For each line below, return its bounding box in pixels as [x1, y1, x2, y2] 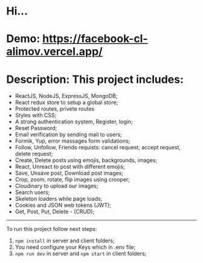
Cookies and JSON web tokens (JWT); [14, 201, 112, 209]
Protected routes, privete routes [14, 105, 95, 112]
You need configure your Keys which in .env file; [14, 244, 136, 251]
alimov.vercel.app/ [6, 45, 103, 59]
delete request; [14, 150, 53, 158]
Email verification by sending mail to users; [14, 131, 122, 138]
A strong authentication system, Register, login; [14, 118, 133, 125]
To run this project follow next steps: [6, 226, 97, 233]
